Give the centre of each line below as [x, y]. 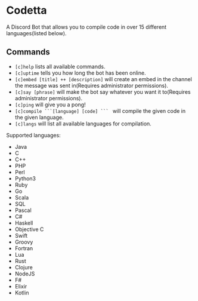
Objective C [29, 229]
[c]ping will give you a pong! [50, 105]
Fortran [24, 248]
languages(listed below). [36, 33]
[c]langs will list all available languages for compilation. [83, 124]
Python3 [25, 178]
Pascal [23, 210]
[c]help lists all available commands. [60, 66]
